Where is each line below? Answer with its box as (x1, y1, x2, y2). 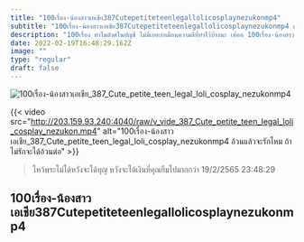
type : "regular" (10, 55, 71, 64)
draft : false (10, 64, 60, 73)
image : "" (10, 47, 48, 56)
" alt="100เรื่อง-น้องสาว (97, 126, 174, 136)
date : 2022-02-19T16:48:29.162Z (10, 38, 132, 48)
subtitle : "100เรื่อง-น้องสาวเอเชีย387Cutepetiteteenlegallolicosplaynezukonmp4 (10, 22, 290, 31)
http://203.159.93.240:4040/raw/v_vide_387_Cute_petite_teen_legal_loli (31, 116, 294, 126)
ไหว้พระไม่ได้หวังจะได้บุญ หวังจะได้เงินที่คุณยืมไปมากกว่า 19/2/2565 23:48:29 (32, 163, 276, 174)
